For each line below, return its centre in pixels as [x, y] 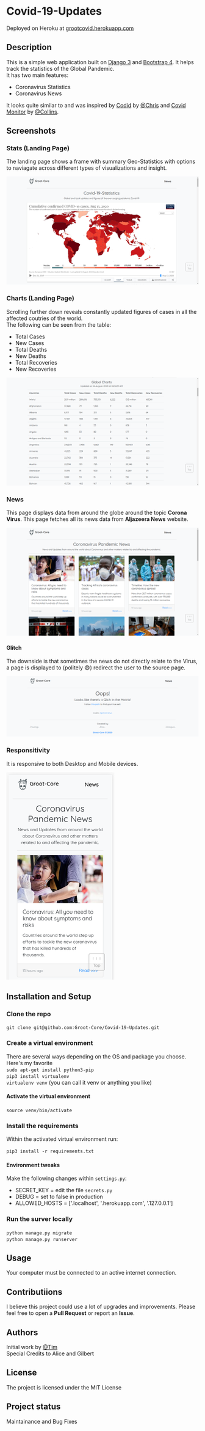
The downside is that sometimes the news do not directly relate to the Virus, [102, 661]
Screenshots [31, 131]
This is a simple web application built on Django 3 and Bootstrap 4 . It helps [100, 62]
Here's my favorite [30, 1063]
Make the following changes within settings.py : [67, 1178]
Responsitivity [28, 751]
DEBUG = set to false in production [59, 1197]
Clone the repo [29, 1014]
